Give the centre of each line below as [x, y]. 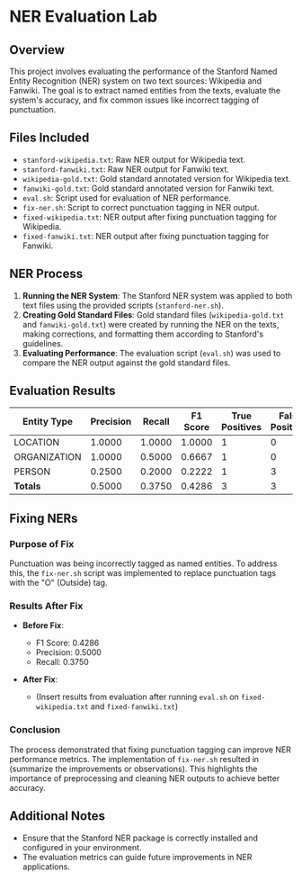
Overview [37, 50]
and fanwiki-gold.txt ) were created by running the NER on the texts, [151, 324]
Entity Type [48, 422]
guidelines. [43, 343]
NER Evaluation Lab [84, 17]
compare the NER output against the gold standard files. [126, 363]
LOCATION [37, 443]
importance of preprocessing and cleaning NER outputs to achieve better [145, 778]
